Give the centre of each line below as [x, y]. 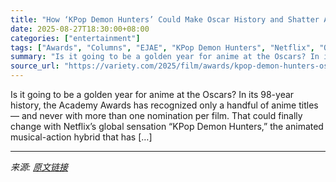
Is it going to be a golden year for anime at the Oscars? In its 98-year [152, 94]
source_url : [35, 66]
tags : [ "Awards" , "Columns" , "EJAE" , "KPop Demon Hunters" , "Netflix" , [162, 47]
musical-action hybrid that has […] [81, 137]
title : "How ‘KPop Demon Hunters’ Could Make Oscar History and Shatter [165, 19]
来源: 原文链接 [39, 167]
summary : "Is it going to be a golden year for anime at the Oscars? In [165, 57]
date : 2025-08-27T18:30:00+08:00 [80, 29]
